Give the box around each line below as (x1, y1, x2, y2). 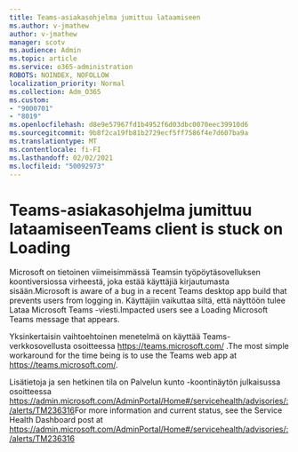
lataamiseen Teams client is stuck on (9, 218, 283, 239)
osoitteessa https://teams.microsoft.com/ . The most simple (72, 341, 289, 352)
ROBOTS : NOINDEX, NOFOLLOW (9, 71, 109, 80)
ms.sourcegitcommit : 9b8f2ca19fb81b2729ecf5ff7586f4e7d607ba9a (9, 129, 249, 138)
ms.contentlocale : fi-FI (9, 145, 101, 154)
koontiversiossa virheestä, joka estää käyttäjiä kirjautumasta (9, 276, 230, 287)
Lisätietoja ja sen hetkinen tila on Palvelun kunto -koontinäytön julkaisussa (9, 377, 281, 387)
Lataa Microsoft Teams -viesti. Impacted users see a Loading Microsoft (9, 305, 269, 315)
